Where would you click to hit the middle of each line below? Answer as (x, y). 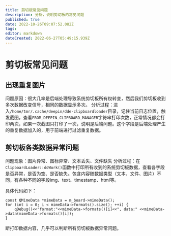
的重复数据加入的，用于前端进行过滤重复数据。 (54, 130)
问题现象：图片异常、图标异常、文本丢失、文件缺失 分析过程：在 (73, 161)
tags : (11, 29)
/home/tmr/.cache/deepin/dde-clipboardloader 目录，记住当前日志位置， (85, 111)
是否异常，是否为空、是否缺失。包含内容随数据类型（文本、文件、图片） (81, 174)
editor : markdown (24, 33)
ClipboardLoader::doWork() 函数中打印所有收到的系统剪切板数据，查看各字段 (85, 167)
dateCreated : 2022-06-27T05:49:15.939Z (48, 39)
